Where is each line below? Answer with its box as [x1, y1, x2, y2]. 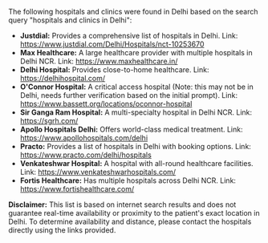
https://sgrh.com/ [19, 116, 79, 125]
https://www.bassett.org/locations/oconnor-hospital [19, 99, 193, 108]
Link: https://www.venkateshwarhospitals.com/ [19, 168, 177, 176]
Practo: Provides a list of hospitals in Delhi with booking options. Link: [19, 142, 251, 151]
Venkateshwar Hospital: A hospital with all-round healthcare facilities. [19, 159, 254, 168]
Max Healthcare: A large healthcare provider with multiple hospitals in [19, 48, 253, 57]
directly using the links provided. [8, 225, 116, 235]
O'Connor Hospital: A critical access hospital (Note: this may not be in [19, 82, 254, 91]
